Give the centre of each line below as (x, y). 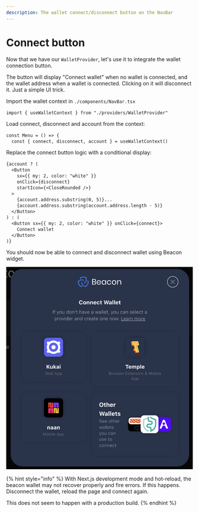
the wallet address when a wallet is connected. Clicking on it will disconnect (99, 83)
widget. (15, 258)
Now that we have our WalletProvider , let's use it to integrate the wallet (93, 59)
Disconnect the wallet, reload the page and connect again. (78, 492)
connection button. (29, 65)
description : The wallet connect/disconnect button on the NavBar (90, 12)
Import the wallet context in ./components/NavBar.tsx (71, 101)
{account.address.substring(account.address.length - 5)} (90, 206)
